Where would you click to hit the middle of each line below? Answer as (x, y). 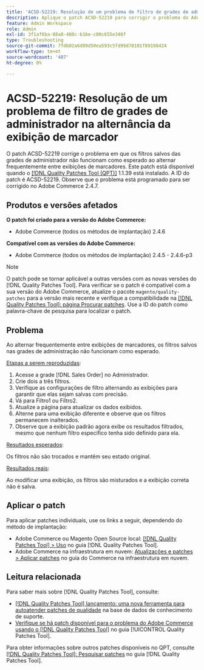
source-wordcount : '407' (38, 57)
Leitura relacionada (44, 577)
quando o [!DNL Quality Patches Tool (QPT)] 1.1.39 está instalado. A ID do (98, 173)
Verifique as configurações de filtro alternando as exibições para (96, 388)
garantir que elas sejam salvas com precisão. (72, 394)
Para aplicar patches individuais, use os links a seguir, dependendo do (94, 520)
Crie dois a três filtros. (43, 381)
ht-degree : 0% (24, 63)
